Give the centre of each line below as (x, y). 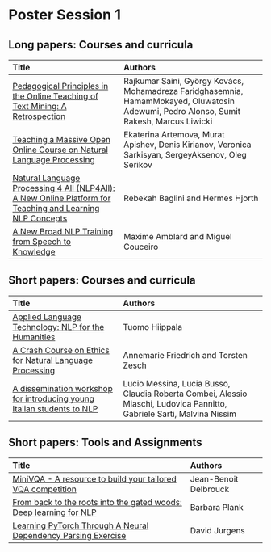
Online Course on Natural (60, 150)
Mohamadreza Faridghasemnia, (183, 91)
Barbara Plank (217, 507)
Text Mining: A (40, 106)
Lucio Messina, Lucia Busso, (177, 383)
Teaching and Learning (56, 208)
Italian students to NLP (55, 408)
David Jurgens (218, 530)
